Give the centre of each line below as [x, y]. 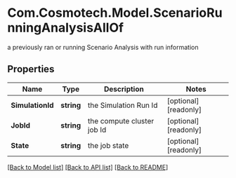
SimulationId [32, 105]
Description [124, 89]
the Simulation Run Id [123, 105]
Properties [31, 69]
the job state [108, 145]
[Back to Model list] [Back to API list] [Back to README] [88, 167]
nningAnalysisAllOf [66, 28]
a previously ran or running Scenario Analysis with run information [103, 47]
